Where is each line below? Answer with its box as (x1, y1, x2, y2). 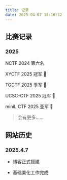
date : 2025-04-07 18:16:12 (5, 12, 62, 17)
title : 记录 (5, 7, 29, 13)
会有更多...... (17, 114, 44, 120)
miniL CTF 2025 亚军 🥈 (5, 104, 53, 110)
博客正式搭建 (12, 159, 40, 165)
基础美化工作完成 (12, 169, 49, 175)
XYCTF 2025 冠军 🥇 (5, 71, 47, 77)
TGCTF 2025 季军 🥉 (5, 82, 47, 88)
